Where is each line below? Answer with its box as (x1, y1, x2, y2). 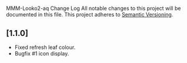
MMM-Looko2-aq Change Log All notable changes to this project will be (6, 5, 181, 12)
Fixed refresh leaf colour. (14, 44, 76, 51)
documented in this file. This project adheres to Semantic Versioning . (6, 11, 173, 18)
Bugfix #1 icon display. (14, 50, 69, 57)
